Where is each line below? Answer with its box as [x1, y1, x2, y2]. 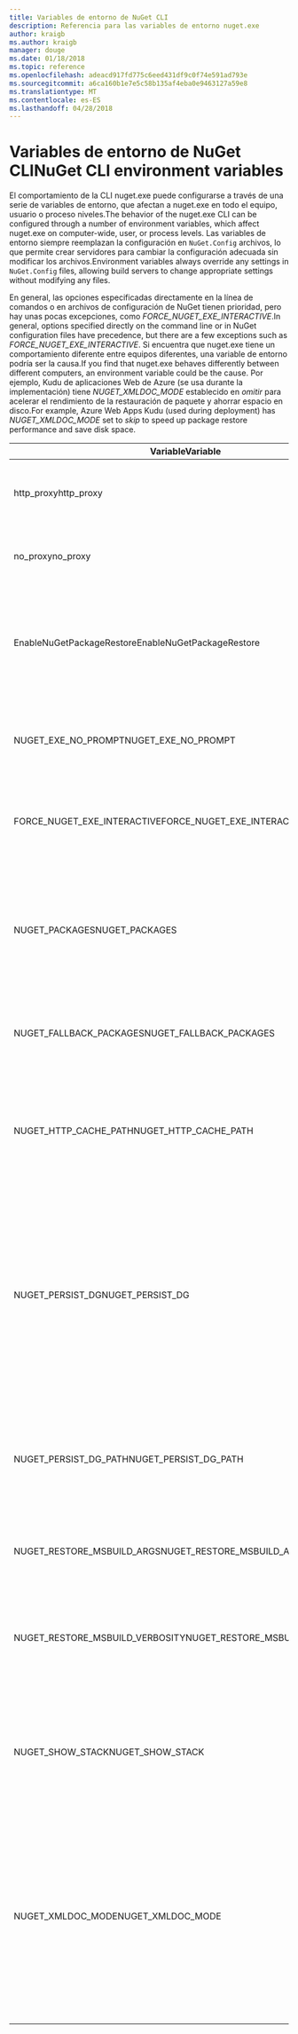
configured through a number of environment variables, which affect [9, 218, 260, 229]
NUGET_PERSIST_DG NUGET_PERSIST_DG [13, 1289, 190, 1301]
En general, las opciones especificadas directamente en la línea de [9, 292, 254, 303]
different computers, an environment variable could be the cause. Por [9, 367, 263, 378]
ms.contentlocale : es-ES [9, 95, 101, 105]
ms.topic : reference [9, 63, 86, 72]
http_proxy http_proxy [13, 487, 104, 500]
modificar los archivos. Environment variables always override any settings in [9, 256, 290, 267]
